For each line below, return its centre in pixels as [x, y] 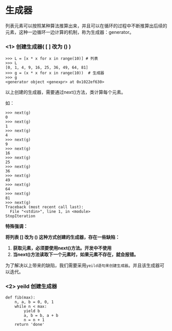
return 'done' [30, 324]
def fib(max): [21, 297]
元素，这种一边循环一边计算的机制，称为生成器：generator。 [70, 32]
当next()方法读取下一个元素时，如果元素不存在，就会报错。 [75, 255]
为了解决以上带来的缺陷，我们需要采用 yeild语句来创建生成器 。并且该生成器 [83, 265]
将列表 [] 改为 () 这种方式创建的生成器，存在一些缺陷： [63, 237]
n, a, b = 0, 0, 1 [34, 302]
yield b [32, 311]
